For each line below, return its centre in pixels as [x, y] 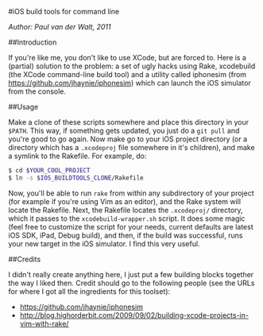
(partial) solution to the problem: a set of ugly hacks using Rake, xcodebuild [132, 66]
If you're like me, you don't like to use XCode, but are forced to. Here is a [127, 58]
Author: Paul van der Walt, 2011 [60, 27]
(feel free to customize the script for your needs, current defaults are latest [131, 226]
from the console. [37, 91]
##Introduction [33, 42]
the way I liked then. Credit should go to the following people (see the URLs [131, 283]
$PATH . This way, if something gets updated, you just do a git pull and [124, 131]
